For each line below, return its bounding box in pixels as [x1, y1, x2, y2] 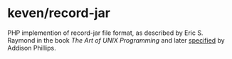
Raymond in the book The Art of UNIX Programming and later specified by [7, 36, 226, 44]
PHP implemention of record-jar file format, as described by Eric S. [7, 28, 204, 37]
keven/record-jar [7, 5, 110, 21]
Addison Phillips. [7, 43, 56, 52]
